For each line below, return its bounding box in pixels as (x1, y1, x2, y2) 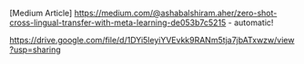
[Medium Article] (9, 8, 73, 18)
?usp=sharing (9, 44, 61, 55)
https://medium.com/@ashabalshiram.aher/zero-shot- (74, 8, 278, 18)
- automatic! (228, 17, 274, 28)
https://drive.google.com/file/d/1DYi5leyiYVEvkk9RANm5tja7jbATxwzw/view (9, 35, 295, 45)
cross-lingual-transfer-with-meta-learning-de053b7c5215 (9, 17, 227, 28)
